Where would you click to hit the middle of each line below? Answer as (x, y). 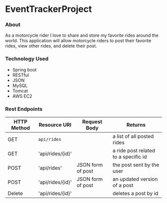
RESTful (21, 75)
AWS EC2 (22, 96)
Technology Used (27, 59)
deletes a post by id (135, 194)
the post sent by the (136, 165)
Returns (136, 125)
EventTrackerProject (48, 9)
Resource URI (55, 125)
